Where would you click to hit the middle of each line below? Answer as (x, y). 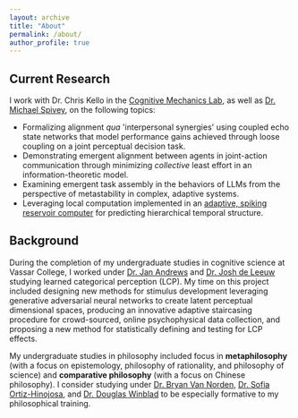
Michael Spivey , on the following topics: (82, 110)
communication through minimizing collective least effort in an (137, 166)
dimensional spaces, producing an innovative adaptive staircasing (131, 310)
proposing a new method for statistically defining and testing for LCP (136, 328)
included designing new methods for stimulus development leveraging (139, 291)
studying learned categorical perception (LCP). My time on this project (139, 281)
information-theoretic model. (75, 175)
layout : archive (39, 17)
